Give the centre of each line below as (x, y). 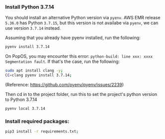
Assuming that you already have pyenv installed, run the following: (73, 38)
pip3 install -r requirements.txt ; (42, 132)
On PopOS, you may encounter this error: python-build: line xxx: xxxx (79, 56)
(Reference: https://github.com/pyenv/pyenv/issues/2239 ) (64, 85)
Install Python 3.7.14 (30, 7)
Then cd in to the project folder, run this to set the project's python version (81, 94)
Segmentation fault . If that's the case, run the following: (62, 62)
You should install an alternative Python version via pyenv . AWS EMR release (83, 18)
